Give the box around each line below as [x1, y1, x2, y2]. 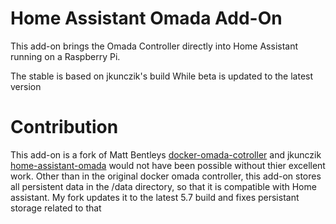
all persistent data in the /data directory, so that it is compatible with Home [10, 180, 317, 192]
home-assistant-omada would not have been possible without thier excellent [10, 159, 326, 171]
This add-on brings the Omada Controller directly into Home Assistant [10, 40, 299, 52]
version [10, 80, 42, 92]
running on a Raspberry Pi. [10, 50, 121, 62]
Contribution [10, 116, 119, 139]
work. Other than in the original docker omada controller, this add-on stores [10, 170, 322, 182]
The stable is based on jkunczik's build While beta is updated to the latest [10, 70, 314, 82]
